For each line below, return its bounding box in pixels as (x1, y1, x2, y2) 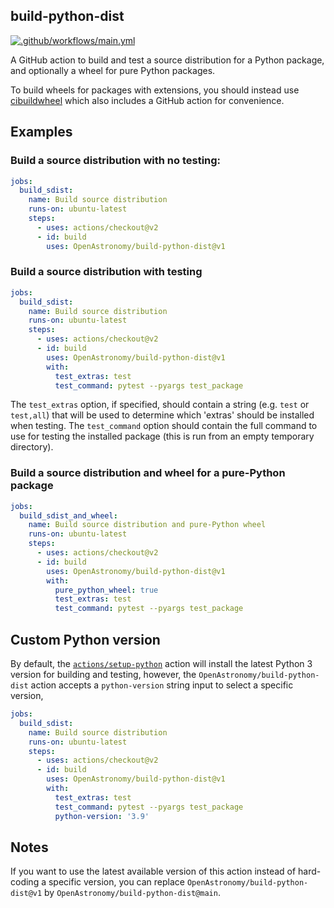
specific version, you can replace (48, 876, 186, 888)
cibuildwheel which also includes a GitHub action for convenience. (10, 94, 285, 106)
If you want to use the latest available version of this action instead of (10, 865, 297, 878)
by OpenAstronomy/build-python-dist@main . (44, 887, 221, 899)
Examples (10, 124, 73, 141)
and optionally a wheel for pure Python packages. (10, 64, 216, 76)
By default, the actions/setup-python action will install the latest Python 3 (10, 658, 313, 670)
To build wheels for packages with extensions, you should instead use (10, 84, 300, 96)
